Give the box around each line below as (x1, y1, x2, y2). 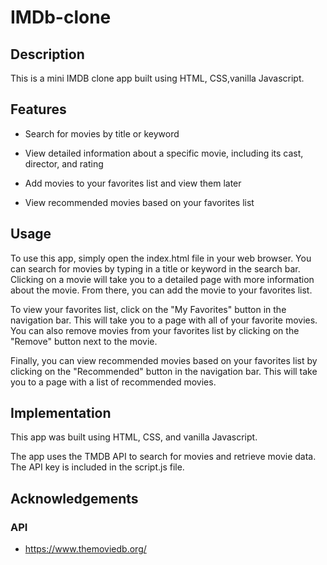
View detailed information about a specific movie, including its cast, (24, 147, 304, 159)
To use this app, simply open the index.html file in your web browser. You (10, 252, 312, 264)
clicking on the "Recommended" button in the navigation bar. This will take (10, 365, 318, 377)
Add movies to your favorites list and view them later (24, 177, 242, 189)
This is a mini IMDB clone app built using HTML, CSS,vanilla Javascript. (10, 72, 305, 84)
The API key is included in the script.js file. (10, 461, 185, 473)
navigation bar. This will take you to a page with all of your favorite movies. (10, 314, 318, 326)
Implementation (10, 405, 112, 422)
